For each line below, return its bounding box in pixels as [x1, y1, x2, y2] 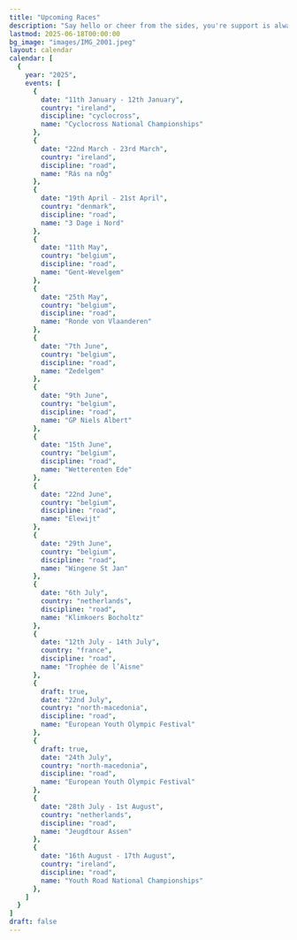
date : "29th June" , [41, 539, 113, 548]
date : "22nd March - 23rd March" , [41, 144, 168, 153]
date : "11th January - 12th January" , [41, 95, 184, 104]
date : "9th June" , [41, 391, 109, 401]
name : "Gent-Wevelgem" [41, 268, 125, 277]
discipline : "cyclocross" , [41, 111, 141, 120]
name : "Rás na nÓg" [41, 169, 113, 178]
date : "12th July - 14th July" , [41, 638, 161, 646]
